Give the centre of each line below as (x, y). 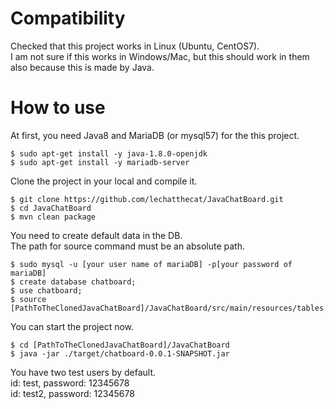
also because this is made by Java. (82, 67)
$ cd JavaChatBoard (51, 208)
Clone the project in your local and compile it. (104, 181)
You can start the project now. (72, 326)
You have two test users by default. (83, 372)
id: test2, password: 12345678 (72, 393)
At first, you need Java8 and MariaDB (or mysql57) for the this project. (155, 135)
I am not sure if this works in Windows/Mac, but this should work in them (160, 56)
